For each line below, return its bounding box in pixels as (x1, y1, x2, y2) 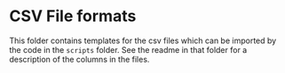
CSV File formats (9, 6, 137, 26)
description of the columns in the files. (9, 54, 150, 64)
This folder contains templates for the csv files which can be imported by (9, 35, 277, 46)
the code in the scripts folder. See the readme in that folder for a (9, 44, 248, 55)
